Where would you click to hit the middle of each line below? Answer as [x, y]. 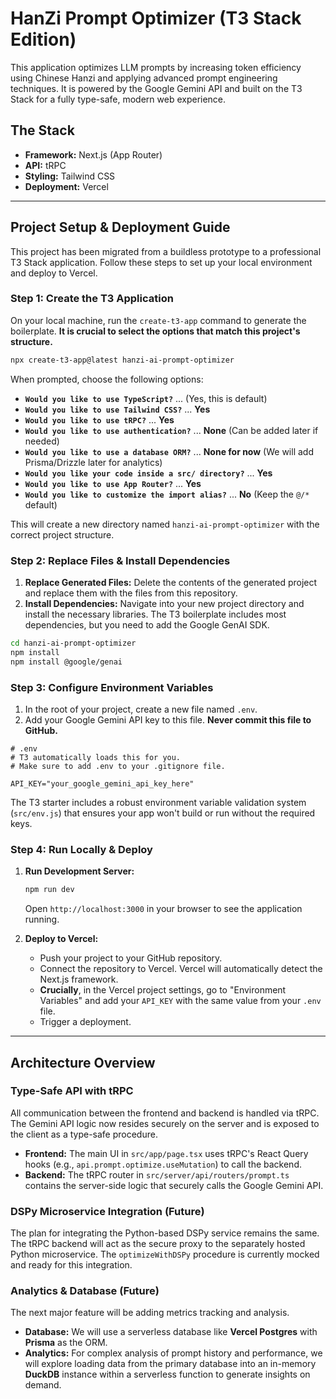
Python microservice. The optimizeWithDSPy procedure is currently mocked [165, 1254]
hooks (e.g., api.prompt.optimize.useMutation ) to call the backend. [163, 1164]
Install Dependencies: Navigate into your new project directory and [164, 604]
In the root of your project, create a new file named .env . [141, 709]
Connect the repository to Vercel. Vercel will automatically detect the [181, 969]
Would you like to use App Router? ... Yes [113, 483]
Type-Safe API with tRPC [72, 1091]
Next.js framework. [79, 979]
